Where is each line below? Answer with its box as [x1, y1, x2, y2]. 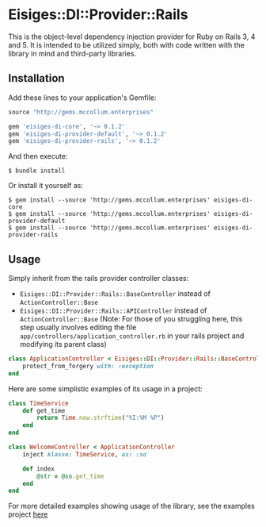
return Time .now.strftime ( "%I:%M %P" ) [36, 414, 165, 422]
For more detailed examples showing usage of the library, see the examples [8, 502, 255, 511]
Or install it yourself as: [8, 181, 83, 190]
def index [22, 464, 55, 473]
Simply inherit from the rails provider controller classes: [8, 274, 189, 283]
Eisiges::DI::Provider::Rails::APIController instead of [19, 306, 207, 315]
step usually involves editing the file [19, 323, 137, 333]
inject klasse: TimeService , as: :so [22, 450, 147, 458]
